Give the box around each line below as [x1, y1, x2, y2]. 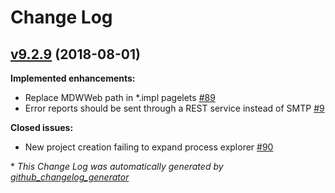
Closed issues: [10, 122, 74, 133]
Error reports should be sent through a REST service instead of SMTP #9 [24, 102, 325, 114]
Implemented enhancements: [10, 72, 136, 84]
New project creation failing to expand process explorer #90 [24, 141, 274, 153]
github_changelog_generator [10, 171, 130, 183]
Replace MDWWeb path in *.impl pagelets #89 [24, 92, 216, 103]
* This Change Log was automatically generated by [10, 161, 224, 172]
